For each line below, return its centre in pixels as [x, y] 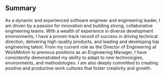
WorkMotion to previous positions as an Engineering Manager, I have [76, 52]
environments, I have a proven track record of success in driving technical [81, 36]
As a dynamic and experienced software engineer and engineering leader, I [83, 20]
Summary [21, 8]
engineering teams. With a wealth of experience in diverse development [79, 31]
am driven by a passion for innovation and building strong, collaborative [79, 25]
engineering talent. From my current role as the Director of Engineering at [81, 46]
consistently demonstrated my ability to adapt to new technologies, [74, 57]
